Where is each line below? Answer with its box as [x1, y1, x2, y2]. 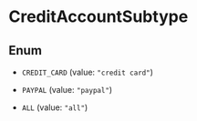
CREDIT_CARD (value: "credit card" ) [21, 66, 154, 77]
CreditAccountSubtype [8, 6, 189, 27]
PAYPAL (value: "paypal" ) [21, 85, 113, 95]
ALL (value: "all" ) [21, 102, 88, 113]
